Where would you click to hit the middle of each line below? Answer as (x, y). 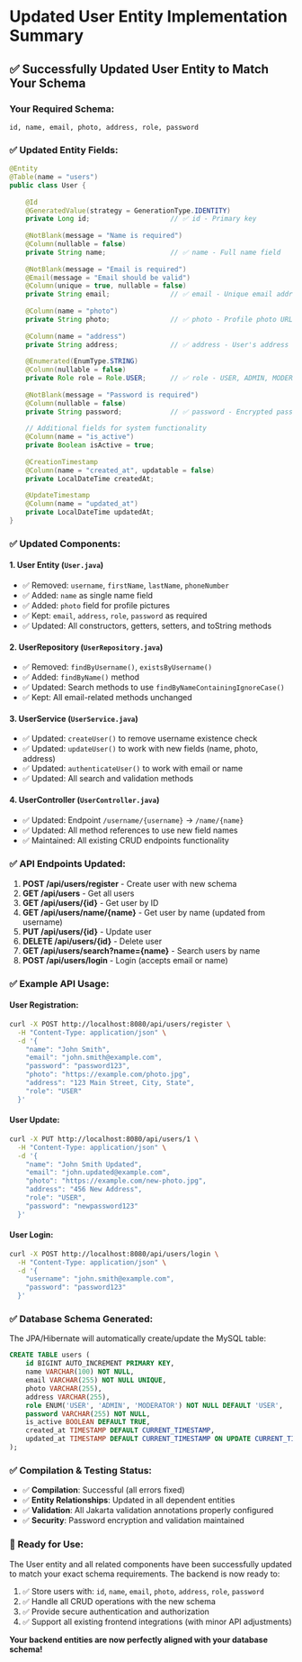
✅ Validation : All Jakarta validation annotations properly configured (148, 1511)
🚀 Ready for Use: (46, 1545)
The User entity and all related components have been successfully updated (151, 1564)
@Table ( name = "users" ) (54, 178)
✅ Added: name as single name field (88, 595)
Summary (46, 36)
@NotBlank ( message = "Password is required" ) (112, 395)
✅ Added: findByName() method (81, 677)
